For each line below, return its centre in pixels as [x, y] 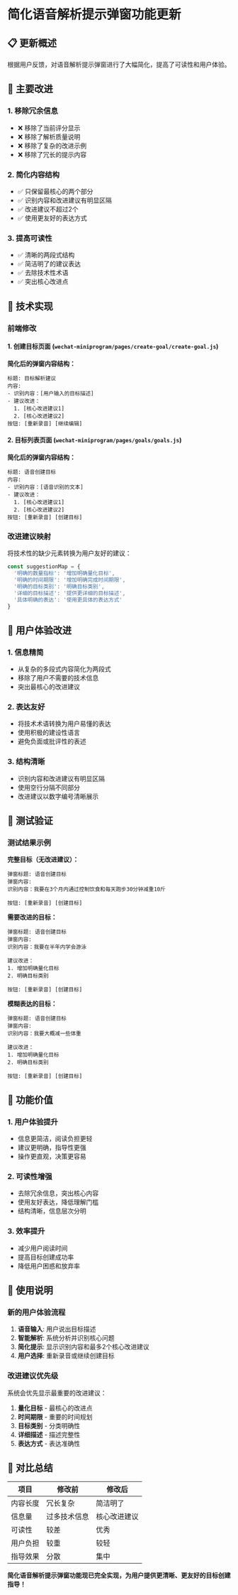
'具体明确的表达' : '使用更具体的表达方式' [68, 600]
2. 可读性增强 [30, 1176]
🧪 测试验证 [30, 821]
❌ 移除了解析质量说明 [49, 136]
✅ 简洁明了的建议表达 [49, 264]
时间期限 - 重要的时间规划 [55, 1417]
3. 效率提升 [26, 1231]
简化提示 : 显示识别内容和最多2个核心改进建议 [84, 1347]
